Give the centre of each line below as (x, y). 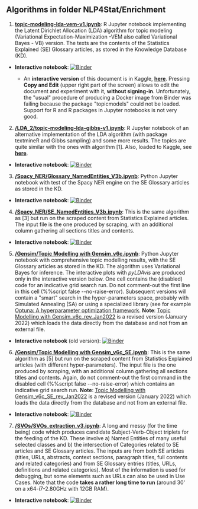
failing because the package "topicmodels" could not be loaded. (102, 104)
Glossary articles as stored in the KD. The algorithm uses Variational (97, 266)
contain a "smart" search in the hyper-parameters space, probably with (102, 298)
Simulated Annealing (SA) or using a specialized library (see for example (103, 304)
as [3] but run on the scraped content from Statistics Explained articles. (102, 218)
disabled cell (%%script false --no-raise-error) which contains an (95, 384)
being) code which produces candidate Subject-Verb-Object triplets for (102, 432)
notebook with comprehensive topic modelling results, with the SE (95, 260)
